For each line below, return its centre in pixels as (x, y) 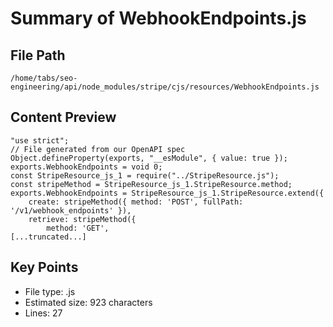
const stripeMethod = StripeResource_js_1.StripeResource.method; (151, 184)
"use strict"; (40, 140)
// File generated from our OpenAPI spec (98, 149)
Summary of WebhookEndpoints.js (158, 18)
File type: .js (50, 291)
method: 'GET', (78, 228)
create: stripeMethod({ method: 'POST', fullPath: (136, 202)
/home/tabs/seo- (44, 78)
